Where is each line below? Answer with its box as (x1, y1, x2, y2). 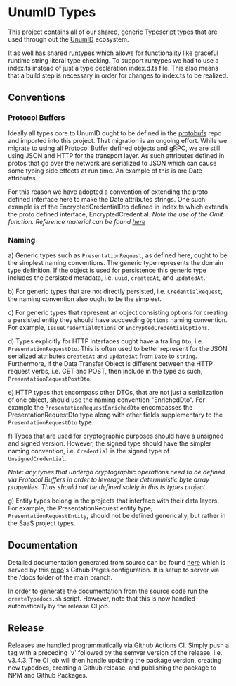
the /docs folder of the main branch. (8, 572, 113, 582)
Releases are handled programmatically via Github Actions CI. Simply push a (8, 641, 230, 649)
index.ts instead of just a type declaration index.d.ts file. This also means (8, 63, 218, 72)
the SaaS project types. (8, 519, 76, 527)
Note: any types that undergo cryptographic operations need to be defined (8, 467, 225, 476)
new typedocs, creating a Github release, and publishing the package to (8, 663, 217, 672)
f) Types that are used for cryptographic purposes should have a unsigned (8, 431, 224, 440)
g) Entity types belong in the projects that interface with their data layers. (8, 496, 220, 505)
